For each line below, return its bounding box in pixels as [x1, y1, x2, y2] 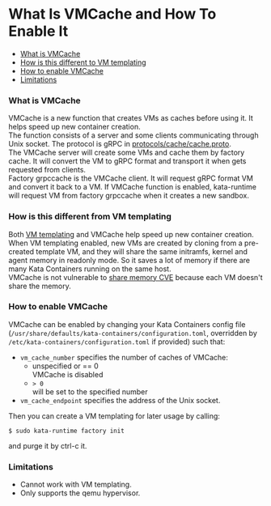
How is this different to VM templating [19, 57, 147, 67]
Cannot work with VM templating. [19, 479, 132, 490]
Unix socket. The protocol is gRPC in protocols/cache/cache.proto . [8, 139, 232, 149]
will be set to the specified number [32, 386, 148, 397]
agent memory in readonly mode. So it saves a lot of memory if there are [8, 255, 251, 265]
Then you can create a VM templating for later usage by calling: [8, 410, 221, 421]
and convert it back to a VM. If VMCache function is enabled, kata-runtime [8, 182, 257, 192]
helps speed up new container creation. [8, 122, 141, 132]
